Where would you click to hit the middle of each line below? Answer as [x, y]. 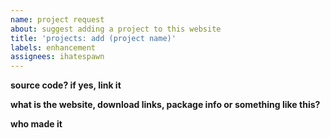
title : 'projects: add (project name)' [93, 38]
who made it [36, 124]
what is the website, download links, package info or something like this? [165, 105]
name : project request [57, 19]
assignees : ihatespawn [57, 57]
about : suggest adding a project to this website [116, 29]
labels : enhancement [53, 47]
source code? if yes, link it [66, 85]
